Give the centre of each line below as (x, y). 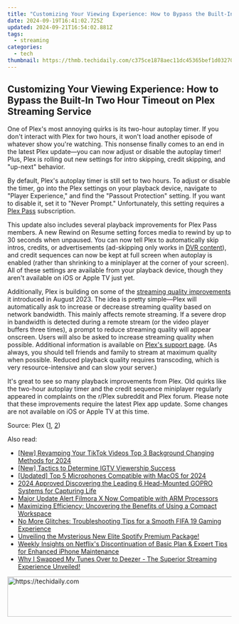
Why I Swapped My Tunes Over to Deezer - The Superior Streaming (117, 559)
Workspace (34, 513)
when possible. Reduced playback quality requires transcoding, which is (113, 359)
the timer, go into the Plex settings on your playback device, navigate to (112, 188)
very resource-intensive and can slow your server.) (82, 367)
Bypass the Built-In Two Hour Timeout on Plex (111, 101)
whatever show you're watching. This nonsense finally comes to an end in (116, 144)
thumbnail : (23, 61)
